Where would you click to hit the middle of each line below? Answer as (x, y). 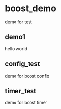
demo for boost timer (26, 103)
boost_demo (31, 8)
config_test (23, 64)
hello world (16, 48)
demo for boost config (27, 76)
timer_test (21, 91)
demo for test (19, 22)
